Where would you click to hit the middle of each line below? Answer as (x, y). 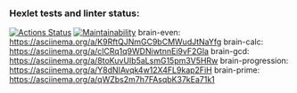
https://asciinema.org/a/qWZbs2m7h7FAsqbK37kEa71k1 (112, 80)
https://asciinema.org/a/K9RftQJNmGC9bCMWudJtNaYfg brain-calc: (136, 42)
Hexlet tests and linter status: (74, 13)
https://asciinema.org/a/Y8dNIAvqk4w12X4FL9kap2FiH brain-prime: (135, 70)
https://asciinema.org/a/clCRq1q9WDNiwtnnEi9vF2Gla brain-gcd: (129, 51)
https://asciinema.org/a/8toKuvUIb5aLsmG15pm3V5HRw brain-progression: (149, 61)
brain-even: (159, 33)
